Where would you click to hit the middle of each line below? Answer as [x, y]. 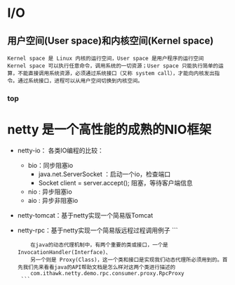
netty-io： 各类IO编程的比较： [60, 150]
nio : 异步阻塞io [50, 192]
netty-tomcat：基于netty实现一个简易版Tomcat [85, 215]
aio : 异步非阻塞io [53, 200]
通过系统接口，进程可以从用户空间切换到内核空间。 [80, 81]
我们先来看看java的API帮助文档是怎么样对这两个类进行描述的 [99, 267]
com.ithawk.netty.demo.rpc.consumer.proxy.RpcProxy [107, 273]
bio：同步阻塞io [51, 165]
